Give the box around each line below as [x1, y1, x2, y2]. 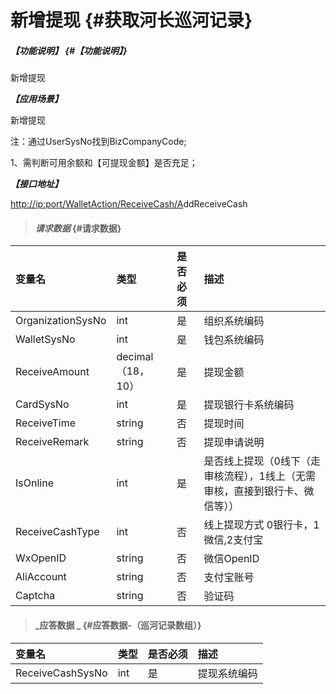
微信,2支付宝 [203, 533, 264, 547]
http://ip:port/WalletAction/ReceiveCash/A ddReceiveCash [10, 198, 248, 210]
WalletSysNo [15, 332, 76, 346]
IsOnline [15, 476, 54, 490]
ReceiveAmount [15, 365, 90, 379]
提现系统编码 [197, 666, 258, 680]
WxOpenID [15, 551, 67, 565]
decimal [116, 350, 154, 364]
